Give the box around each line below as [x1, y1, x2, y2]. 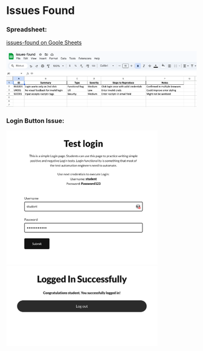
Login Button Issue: [6, 116, 65, 125]
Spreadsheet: [6, 25, 47, 34]
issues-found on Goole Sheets [6, 39, 82, 46]
